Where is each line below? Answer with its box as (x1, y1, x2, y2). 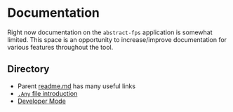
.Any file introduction (17, 89, 78, 97)
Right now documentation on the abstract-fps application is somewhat (7, 28, 213, 36)
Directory (7, 63, 50, 75)
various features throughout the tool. (7, 43, 114, 51)
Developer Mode (17, 97, 67, 105)
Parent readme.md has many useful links (17, 82, 135, 90)
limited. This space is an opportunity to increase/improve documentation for (7, 35, 227, 43)
